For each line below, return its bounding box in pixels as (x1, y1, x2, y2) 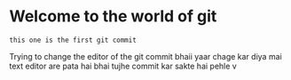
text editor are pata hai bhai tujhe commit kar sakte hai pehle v (9, 60, 237, 71)
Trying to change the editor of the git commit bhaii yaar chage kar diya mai (9, 51, 282, 61)
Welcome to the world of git (9, 6, 217, 27)
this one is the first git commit (9, 36, 138, 44)
